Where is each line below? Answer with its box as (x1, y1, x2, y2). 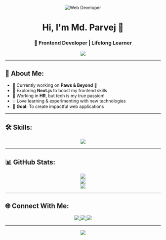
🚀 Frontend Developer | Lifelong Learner (34, 39, 132, 46)
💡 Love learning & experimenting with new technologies (12, 98, 126, 104)
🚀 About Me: (5, 69, 44, 77)
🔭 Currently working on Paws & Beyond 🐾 (12, 82, 97, 88)
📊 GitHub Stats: (5, 158, 56, 166)
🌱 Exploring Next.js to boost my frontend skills (12, 88, 108, 94)
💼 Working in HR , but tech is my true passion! (12, 93, 105, 99)
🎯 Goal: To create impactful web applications (12, 103, 104, 109)
